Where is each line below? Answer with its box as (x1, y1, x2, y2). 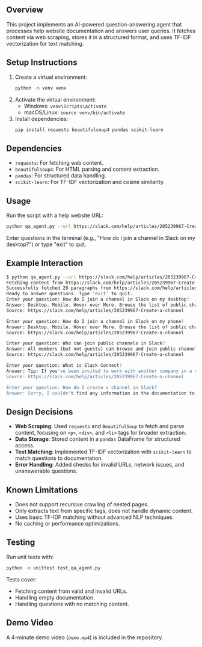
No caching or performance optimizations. (14, 520, 120, 527)
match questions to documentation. (14, 455, 103, 462)
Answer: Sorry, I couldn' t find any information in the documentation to (6, 390, 195, 396)
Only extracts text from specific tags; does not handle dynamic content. (14, 507, 193, 515)
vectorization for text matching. (6, 40, 84, 47)
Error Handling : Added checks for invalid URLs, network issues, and (14, 461, 185, 468)
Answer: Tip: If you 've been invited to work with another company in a (6, 368, 192, 374)
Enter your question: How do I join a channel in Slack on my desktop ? (6, 296, 189, 302)
